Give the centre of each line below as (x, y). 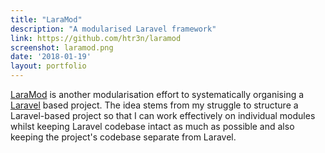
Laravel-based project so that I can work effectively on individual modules (163, 115)
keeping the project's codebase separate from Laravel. (123, 137)
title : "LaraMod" (46, 19)
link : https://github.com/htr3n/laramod (96, 38)
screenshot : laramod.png (62, 47)
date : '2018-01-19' (51, 57)
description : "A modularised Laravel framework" (113, 29)
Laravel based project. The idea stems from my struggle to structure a (154, 105)
